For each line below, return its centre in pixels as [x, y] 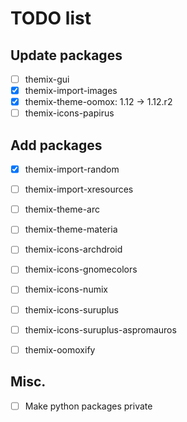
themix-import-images [71, 91]
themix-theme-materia [71, 229]
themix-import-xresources [79, 189]
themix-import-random [72, 169]
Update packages [66, 55]
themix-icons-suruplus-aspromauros [100, 329]
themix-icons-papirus [69, 113]
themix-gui [47, 79]
